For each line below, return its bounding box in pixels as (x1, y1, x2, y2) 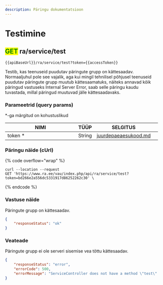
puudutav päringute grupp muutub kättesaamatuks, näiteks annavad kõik (5, 79, 151, 85)
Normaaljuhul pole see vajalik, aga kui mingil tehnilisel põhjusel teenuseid (5, 74, 152, 80)
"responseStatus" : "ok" (14, 221, 62, 226)
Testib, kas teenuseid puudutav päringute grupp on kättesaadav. (5, 68, 134, 74)
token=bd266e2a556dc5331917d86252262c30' (5, 176, 90, 181)
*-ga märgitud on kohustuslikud (5, 112, 69, 118)
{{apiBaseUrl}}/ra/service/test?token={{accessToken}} (5, 60, 118, 65)
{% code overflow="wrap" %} (5, 158, 65, 164)
